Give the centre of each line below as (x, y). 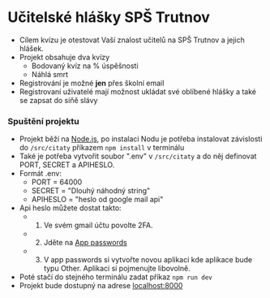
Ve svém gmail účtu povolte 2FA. (98, 225)
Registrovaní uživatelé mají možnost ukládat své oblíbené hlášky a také (138, 91)
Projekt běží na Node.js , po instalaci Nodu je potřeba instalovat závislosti (141, 139)
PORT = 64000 (57, 182)
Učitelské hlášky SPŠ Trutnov (109, 17)
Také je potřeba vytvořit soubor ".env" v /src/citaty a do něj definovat (138, 156)
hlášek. (31, 48)
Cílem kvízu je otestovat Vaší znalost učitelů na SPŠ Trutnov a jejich (132, 40)
